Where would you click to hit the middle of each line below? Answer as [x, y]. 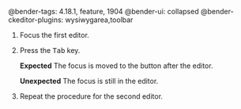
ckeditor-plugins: [36, 20]
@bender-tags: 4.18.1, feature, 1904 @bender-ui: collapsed [104, 11]
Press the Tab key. [50, 50]
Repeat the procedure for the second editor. [91, 96]
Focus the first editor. [54, 35]
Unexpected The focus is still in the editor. [89, 81]
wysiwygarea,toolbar [99, 20]
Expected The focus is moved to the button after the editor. [116, 66]
